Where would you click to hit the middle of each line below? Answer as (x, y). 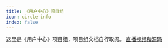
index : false (22, 22)
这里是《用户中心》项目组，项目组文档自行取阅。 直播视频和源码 (84, 39)
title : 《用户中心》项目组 (35, 11)
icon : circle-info (28, 17)
